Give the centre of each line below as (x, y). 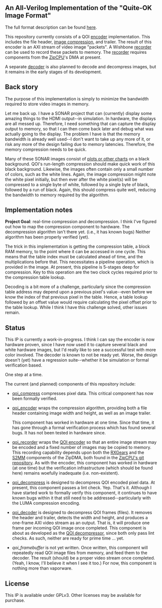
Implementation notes (39, 210)
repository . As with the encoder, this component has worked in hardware (84, 463)
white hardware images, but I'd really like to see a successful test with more (81, 350)
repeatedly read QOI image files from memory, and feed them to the (80, 553)
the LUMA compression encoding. (46, 503)
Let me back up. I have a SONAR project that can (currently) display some (79, 113)
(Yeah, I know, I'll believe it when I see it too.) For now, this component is (84, 563)
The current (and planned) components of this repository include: (70, 384)
